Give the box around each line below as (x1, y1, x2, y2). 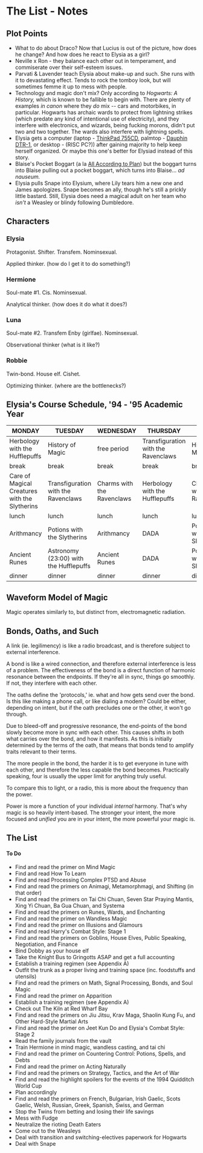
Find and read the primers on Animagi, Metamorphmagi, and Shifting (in (14, 882, 194, 890)
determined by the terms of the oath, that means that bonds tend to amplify (6, 742, 195, 749)
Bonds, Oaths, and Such (6, 626, 99, 636)
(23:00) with (48, 554, 84, 563)
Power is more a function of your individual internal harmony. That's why (6, 802, 187, 810)
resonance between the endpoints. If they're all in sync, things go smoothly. (6, 673, 195, 681)
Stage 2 (14, 1031, 35, 1038)
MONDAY (11, 427, 40, 435)
